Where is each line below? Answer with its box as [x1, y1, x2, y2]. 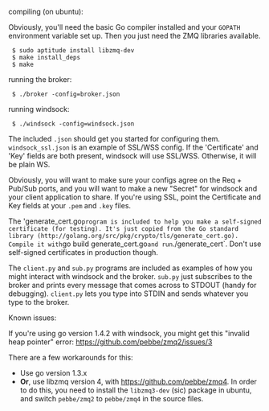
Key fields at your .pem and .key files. [8, 201, 131, 210]
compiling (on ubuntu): [8, 7, 84, 16]
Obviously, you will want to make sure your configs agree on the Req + [8, 175, 243, 184]
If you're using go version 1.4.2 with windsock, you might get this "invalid [8, 329, 251, 338]
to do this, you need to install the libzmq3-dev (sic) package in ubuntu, [19, 385, 252, 395]
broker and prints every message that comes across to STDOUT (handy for [8, 281, 257, 290]
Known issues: [8, 313, 57, 323]
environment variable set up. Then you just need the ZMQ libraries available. [8, 31, 261, 40]
